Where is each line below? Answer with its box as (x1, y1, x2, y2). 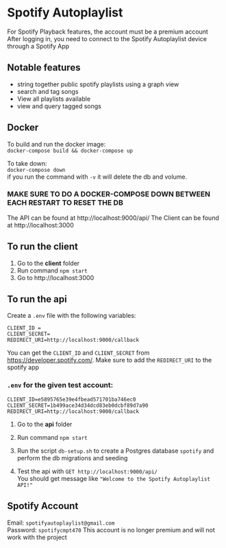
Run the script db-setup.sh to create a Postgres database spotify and (16, 447, 214, 455)
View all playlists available (16, 95, 91, 103)
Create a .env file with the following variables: (7, 312, 136, 320)
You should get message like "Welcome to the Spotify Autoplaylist (16, 474, 211, 482)
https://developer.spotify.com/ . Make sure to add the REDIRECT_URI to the (7, 356, 212, 364)
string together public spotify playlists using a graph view (16, 80, 179, 88)
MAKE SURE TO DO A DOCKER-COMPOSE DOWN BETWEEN (7, 190, 211, 199)
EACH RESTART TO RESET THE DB (7, 198, 123, 208)
